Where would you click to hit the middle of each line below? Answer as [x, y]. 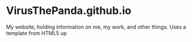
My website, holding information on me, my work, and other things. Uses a [96, 27]
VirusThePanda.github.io [69, 11]
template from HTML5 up [37, 33]
